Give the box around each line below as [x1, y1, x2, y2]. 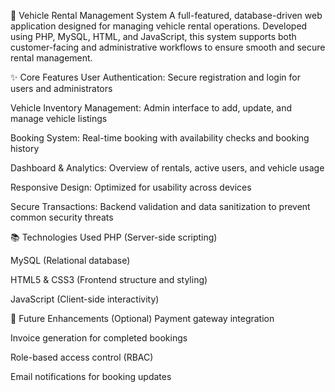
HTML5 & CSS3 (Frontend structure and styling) [10, 274, 208, 285]
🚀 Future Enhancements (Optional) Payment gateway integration [10, 313, 275, 324]
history [10, 143, 40, 154]
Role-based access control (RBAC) [10, 351, 154, 363]
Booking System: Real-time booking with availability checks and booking [10, 132, 310, 144]
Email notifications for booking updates [10, 371, 172, 382]
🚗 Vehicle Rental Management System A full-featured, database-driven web [10, 10, 323, 21]
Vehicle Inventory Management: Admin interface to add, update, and [10, 102, 292, 114]
